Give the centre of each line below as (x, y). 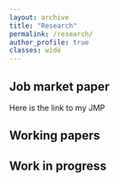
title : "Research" (43, 26)
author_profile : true (49, 42)
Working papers (55, 135)
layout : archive (39, 17)
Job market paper (59, 87)
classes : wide (36, 51)
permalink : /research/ (51, 34)
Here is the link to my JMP (57, 107)
